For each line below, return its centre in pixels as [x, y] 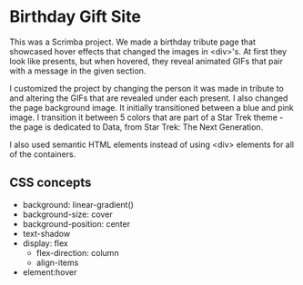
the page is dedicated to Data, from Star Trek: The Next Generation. [136, 127]
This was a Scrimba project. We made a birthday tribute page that [133, 42]
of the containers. [43, 154]
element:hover [50, 272]
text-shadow [46, 233]
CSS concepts [50, 183]
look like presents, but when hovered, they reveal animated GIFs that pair [146, 61]
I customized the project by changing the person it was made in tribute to [146, 88]
